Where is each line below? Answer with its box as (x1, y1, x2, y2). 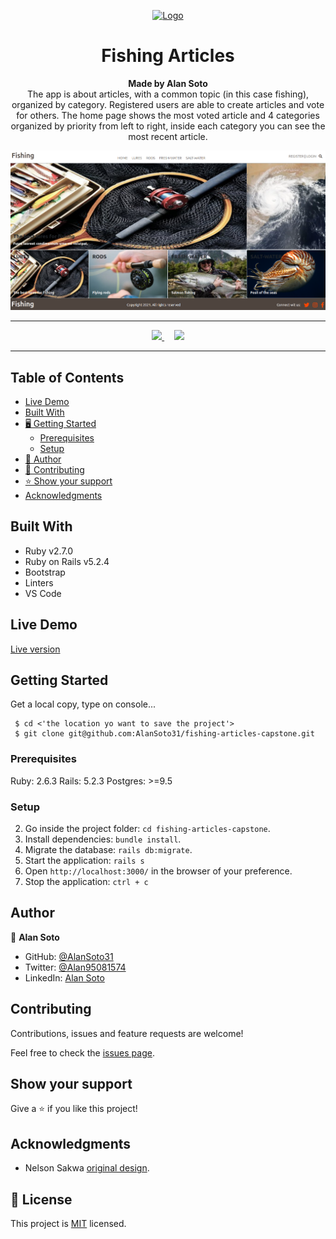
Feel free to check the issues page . (10, 1046, 155, 1059)
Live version (10, 643, 61, 655)
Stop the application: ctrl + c (24, 875, 149, 887)
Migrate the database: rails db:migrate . (24, 843, 193, 855)
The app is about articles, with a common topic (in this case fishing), (26, 88, 310, 100)
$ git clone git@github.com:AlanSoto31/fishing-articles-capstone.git (14, 729, 315, 739)
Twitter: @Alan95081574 (24, 961, 127, 973)
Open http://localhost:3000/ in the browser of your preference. (24, 865, 293, 877)
